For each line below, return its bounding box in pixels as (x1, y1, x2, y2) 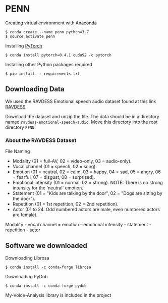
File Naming (5, 148, 30, 155)
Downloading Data (5, 85, 65, 93)
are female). (12, 212, 38, 218)
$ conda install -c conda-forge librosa (5, 265, 92, 270)
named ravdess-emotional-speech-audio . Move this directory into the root (5, 119, 158, 125)
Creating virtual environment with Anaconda (5, 20, 97, 26)
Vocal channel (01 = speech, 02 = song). (12, 164, 97, 170)
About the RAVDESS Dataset (5, 137, 77, 144)
